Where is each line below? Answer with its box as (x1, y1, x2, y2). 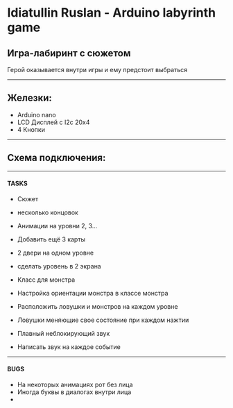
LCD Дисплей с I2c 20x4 (17, 118, 90, 126)
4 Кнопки (17, 125, 45, 133)
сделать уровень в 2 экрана (17, 262, 102, 270)
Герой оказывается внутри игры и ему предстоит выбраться (7, 66, 188, 74)
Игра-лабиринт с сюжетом (7, 47, 131, 59)
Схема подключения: (7, 152, 106, 164)
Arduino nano (17, 110, 57, 119)
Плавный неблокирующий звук (17, 329, 110, 337)
